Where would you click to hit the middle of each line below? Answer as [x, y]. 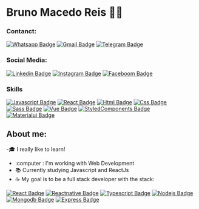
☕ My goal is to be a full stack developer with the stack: [85, 179]
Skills [15, 89]
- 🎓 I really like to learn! [36, 149]
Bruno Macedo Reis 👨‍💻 [65, 12]
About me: [27, 134]
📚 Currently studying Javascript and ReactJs [72, 170]
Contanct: [22, 32]
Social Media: [27, 60]
